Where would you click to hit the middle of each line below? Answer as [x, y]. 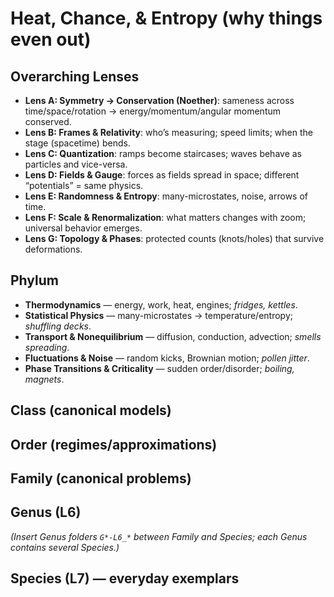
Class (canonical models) [91, 410]
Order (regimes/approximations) [114, 444]
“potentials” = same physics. [84, 185]
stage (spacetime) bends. [77, 143]
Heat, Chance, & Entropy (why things [166, 18]
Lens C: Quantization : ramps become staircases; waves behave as [163, 153]
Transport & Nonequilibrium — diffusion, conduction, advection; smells [173, 336]
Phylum [34, 280]
